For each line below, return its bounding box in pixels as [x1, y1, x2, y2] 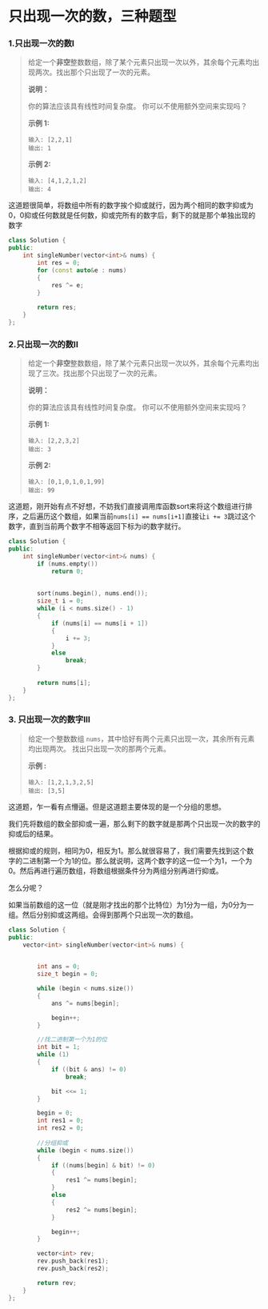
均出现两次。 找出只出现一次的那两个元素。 [27, 743, 170, 753]
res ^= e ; [50, 281, 84, 289]
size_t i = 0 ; [37, 597, 84, 605]
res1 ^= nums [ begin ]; [65, 1176, 138, 1184]
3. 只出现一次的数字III [8, 714, 90, 725]
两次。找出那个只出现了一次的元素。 [34, 67, 154, 77]
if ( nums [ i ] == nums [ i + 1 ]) [50, 619, 149, 627]
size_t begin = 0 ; [37, 970, 98, 979]
